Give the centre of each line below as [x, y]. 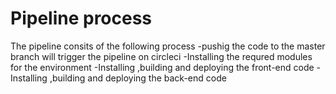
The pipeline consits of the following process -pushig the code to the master [168, 46]
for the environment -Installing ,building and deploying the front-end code [162, 67]
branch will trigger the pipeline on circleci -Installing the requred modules [161, 56]
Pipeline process [81, 18]
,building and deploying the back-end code [138, 78]
